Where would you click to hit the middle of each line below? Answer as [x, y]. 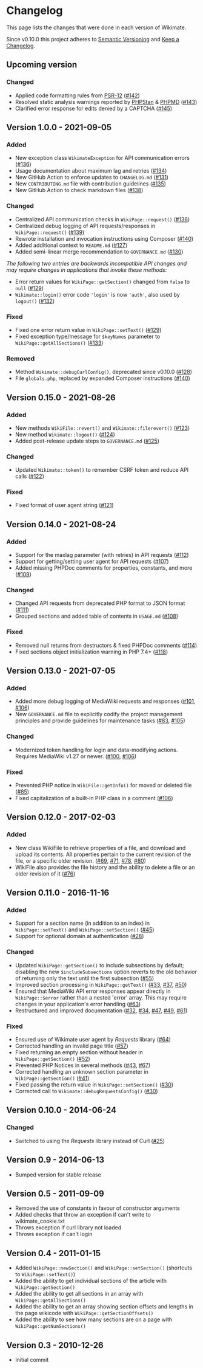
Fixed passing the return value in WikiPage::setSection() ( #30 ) [94, 1085]
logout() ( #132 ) [35, 301]
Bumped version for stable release [58, 1175]
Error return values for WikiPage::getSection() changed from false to [102, 282]
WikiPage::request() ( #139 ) [50, 232]
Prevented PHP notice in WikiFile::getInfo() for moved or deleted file [103, 786]
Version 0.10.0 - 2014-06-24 [62, 1110]
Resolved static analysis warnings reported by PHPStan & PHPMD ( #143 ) [106, 102]
